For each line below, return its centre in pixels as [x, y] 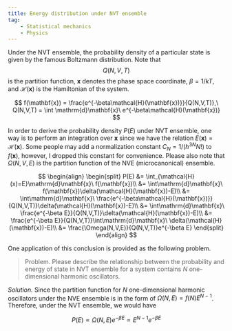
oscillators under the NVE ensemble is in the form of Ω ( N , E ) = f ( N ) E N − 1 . [111, 297]
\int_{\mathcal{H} [170, 176]
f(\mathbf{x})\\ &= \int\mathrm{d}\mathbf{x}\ [159, 183]
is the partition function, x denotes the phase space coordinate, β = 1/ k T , [111, 81]
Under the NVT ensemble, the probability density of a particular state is [109, 52]
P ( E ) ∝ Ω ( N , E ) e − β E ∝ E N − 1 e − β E [116, 319]
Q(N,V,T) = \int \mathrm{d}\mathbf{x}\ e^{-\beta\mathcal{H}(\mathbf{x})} [116, 110]
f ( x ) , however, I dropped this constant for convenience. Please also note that [116, 155]
